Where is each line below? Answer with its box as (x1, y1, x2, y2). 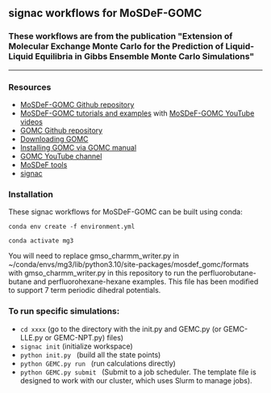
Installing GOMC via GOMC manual (19, 142, 137, 152)
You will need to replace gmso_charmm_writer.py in (8, 251, 180, 261)
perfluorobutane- (198, 268, 256, 278)
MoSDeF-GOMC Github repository (19, 99, 135, 109)
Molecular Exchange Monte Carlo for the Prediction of (8, 40, 224, 52)
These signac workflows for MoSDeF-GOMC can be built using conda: (8, 207, 244, 217)
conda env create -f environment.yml (8, 222, 135, 231)
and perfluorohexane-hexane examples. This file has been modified (33, 277, 259, 286)
